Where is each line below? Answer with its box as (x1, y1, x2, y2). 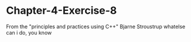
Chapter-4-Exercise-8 (6, 4, 117, 17)
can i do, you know (6, 29, 52, 36)
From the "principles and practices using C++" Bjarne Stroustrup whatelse (6, 23, 186, 30)
